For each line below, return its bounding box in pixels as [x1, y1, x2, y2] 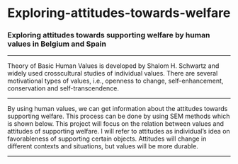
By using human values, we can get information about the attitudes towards [7, 105, 228, 113]
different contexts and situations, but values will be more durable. [7, 142, 198, 151]
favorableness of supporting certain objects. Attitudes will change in [7, 134, 207, 143]
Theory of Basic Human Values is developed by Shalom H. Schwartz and [7, 61, 220, 70]
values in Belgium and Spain [7, 39, 106, 49]
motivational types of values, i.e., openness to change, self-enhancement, [7, 76, 224, 86]
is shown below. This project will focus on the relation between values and [7, 119, 225, 128]
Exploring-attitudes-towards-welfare [7, 5, 231, 21]
